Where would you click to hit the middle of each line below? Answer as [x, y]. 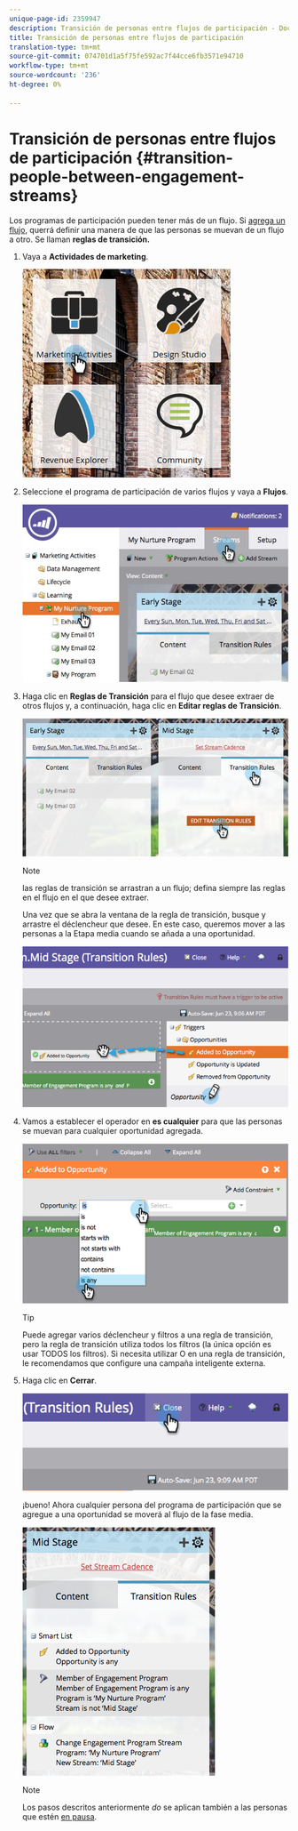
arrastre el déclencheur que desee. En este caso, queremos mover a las [153, 924]
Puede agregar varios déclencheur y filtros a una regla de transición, [147, 1335]
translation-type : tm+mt [55, 47]
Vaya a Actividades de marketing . [85, 256]
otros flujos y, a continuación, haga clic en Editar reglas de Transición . [152, 705]
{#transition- [184, 158]
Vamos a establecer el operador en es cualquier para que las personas [152, 1121]
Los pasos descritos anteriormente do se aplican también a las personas [155, 1807]
